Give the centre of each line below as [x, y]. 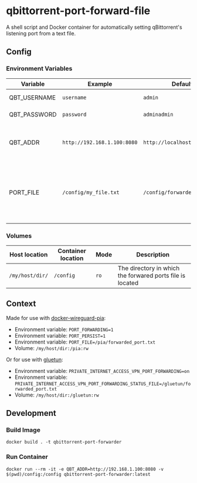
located [128, 282]
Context [21, 304]
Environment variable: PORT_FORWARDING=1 [64, 329]
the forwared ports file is [152, 275]
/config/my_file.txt [91, 192]
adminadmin [158, 114]
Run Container [27, 457]
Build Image [23, 430]
